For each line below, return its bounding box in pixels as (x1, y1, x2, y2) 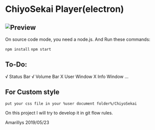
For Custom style (5, 88, 60, 96)
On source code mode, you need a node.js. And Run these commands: (5, 36, 151, 42)
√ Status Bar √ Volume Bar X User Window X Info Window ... (5, 73, 129, 79)
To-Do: (5, 61, 27, 69)
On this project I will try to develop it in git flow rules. (5, 110, 113, 116)
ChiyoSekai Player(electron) (5, 3, 124, 15)
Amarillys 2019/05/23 (5, 119, 49, 125)
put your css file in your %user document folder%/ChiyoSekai (5, 101, 137, 106)
